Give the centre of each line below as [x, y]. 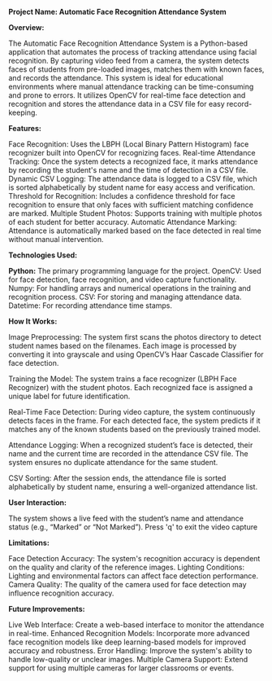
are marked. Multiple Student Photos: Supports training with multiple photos [135, 213]
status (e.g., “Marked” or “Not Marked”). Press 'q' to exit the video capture [133, 527]
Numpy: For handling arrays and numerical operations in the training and [130, 288]
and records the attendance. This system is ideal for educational [116, 78]
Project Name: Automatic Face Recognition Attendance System [118, 12]
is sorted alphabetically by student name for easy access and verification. [132, 187]
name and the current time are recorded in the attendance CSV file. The [129, 454]
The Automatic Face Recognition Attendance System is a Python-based [128, 43]
